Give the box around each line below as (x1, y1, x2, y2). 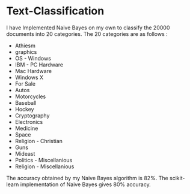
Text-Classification (6, 4, 105, 18)
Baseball (14, 99, 37, 106)
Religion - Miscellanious (14, 163, 75, 170)
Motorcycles (14, 93, 46, 100)
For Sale (14, 80, 36, 87)
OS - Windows (14, 54, 51, 62)
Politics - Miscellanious (14, 156, 73, 163)
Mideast (14, 150, 35, 157)
